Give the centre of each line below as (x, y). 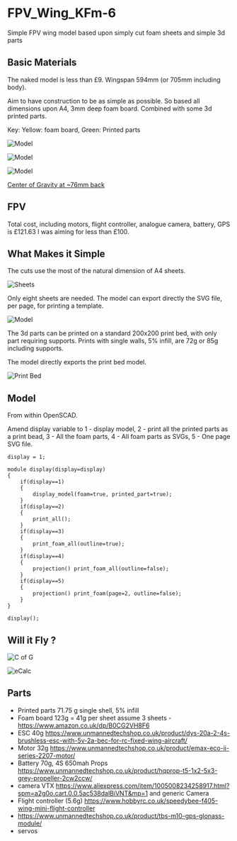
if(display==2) (42, 507)
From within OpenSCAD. (42, 416)
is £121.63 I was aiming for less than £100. (68, 231)
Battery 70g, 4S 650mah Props (63, 763)
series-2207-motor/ (46, 755)
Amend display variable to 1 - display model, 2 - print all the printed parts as (118, 429)
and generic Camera (179, 793)
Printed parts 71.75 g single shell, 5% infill (78, 710)
